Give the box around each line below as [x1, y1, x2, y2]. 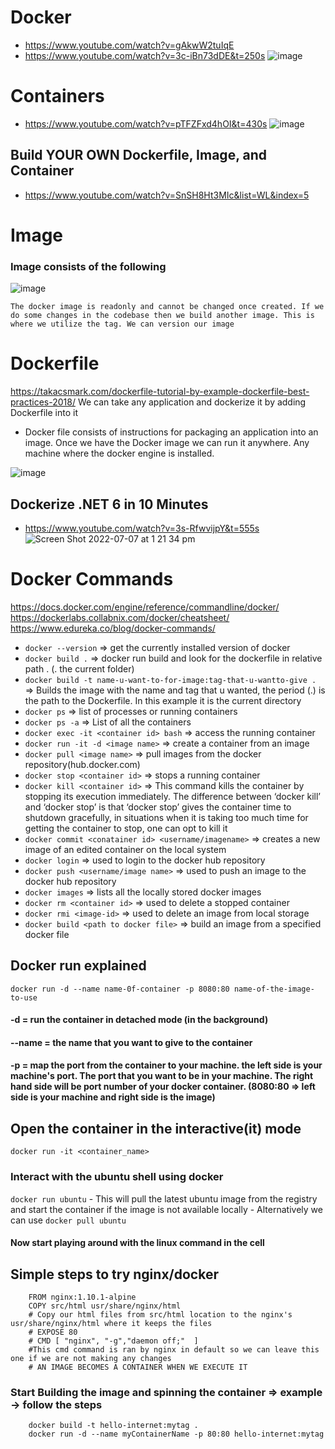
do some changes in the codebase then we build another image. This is [10, 311, 315, 321]
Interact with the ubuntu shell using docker [10, 1170, 224, 1184]
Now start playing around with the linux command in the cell [10, 1237, 265, 1249]
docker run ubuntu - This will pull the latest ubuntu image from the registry [10, 1192, 318, 1205]
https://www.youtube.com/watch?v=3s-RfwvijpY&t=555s [24, 522, 260, 534]
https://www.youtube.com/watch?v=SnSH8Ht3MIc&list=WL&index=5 [24, 189, 310, 201]
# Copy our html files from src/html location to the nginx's [28, 1309, 293, 1320]
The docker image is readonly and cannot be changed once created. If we [10, 302, 325, 312]
